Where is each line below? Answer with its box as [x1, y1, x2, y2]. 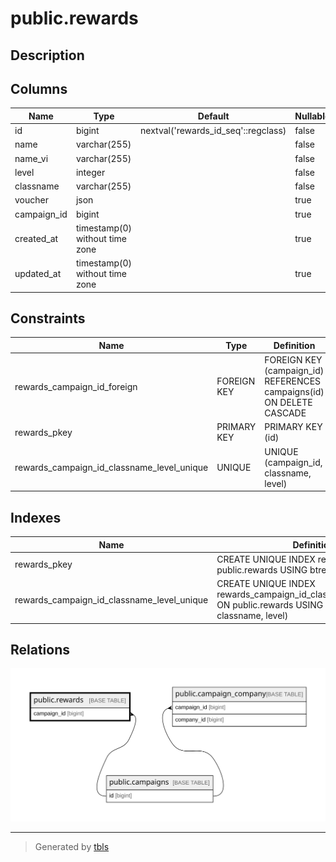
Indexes [10, 509, 62, 526]
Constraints [10, 310, 86, 327]
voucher [14, 194, 49, 206]
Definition [273, 339, 316, 351]
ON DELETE [264, 397, 313, 409]
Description [10, 47, 85, 64]
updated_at [14, 268, 62, 280]
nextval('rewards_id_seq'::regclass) [140, 125, 287, 137]
